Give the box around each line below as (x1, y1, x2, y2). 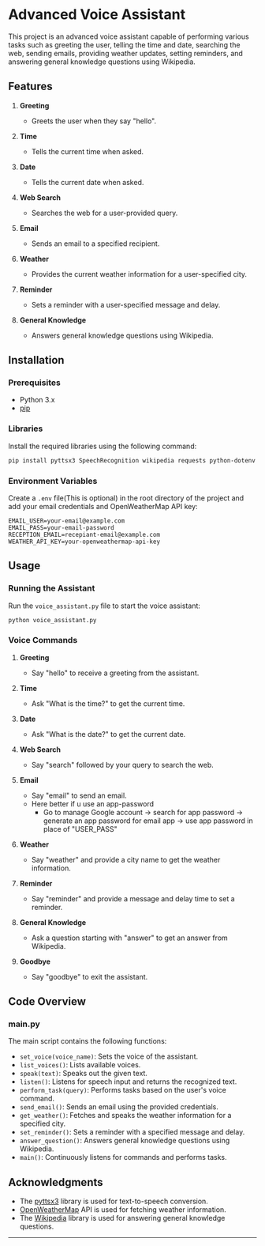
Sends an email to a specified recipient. (31, 239, 160, 248)
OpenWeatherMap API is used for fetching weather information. (19, 1205, 226, 1214)
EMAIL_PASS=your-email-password (8, 523, 114, 531)
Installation (8, 353, 65, 367)
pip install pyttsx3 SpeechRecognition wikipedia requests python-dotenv (8, 456, 256, 464)
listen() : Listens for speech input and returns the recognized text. (19, 1077, 237, 1086)
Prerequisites (8, 377, 61, 388)
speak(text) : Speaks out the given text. (19, 1069, 148, 1078)
